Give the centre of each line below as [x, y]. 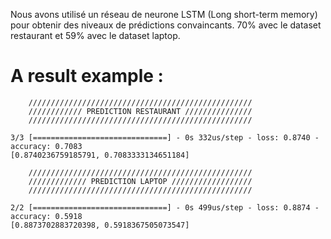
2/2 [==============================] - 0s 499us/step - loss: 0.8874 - [165, 207]
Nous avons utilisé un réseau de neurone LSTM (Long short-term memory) [164, 14]
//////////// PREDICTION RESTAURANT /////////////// [140, 111]
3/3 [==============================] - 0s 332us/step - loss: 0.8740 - [165, 137]
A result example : [87, 76]
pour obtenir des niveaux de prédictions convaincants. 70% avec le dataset [166, 25]
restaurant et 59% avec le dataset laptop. [95, 35]
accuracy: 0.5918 [46, 216]
